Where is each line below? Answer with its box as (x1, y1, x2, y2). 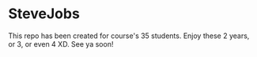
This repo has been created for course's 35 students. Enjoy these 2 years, (8, 31, 250, 40)
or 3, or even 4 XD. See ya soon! (8, 39, 114, 48)
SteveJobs (8, 5, 81, 23)
